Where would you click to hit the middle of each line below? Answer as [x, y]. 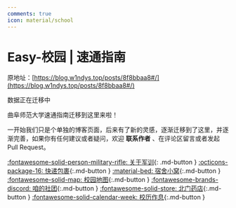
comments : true [29, 14]
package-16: [25, 171]
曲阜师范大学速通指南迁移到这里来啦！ [63, 115]
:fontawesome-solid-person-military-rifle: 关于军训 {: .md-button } [102, 162]
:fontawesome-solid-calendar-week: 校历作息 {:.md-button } [119, 197]
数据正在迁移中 [29, 100]
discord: [19, 188]
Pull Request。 [28, 147]
